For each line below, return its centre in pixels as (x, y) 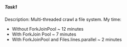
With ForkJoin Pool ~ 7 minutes (44, 34)
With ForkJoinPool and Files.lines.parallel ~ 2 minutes (67, 39)
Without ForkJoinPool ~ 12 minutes (48, 29)
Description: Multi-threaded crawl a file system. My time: (63, 19)
